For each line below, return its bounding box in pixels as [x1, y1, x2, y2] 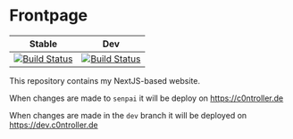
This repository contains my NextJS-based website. [9, 75, 201, 86]
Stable [29, 37, 58, 50]
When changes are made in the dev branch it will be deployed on [9, 110, 247, 120]
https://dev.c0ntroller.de [9, 119, 98, 130]
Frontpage [9, 5, 88, 26]
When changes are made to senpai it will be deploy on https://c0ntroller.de [9, 93, 284, 103]
